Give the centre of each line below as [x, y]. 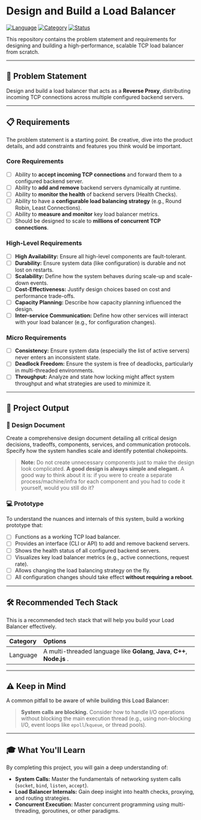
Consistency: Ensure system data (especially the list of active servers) [102, 350]
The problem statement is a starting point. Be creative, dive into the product [99, 139]
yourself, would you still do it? [57, 488]
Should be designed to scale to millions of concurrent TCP [88, 221]
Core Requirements [35, 161]
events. [39, 283]
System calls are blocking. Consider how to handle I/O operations [103, 712]
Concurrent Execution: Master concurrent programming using [92, 804]
